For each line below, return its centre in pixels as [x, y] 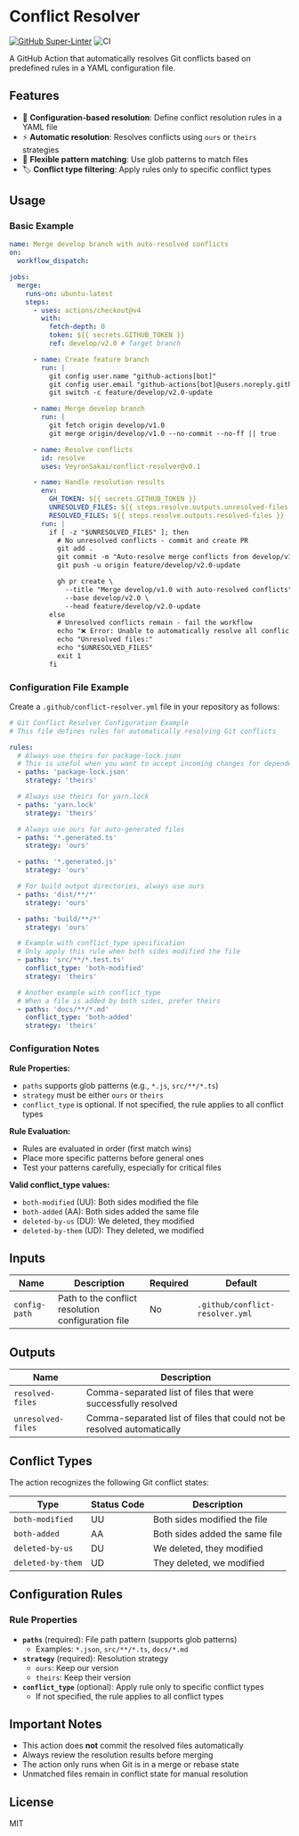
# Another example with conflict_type [89, 992]
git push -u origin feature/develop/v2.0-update [149, 565]
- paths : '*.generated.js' [67, 862]
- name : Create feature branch [91, 359]
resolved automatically [133, 1429]
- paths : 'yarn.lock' [57, 804]
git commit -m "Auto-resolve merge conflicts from [153, 557]
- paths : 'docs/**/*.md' [63, 1009]
